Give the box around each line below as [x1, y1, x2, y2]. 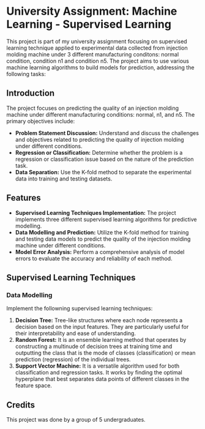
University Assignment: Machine [6, 4, 177, 18]
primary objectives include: [6, 117, 75, 125]
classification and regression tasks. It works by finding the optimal [15, 369, 182, 376]
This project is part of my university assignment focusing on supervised [6, 37, 188, 45]
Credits [6, 400, 35, 410]
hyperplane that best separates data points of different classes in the [15, 376, 190, 383]
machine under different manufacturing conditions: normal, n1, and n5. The [6, 110, 195, 118]
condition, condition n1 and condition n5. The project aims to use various [6, 57, 190, 64]
